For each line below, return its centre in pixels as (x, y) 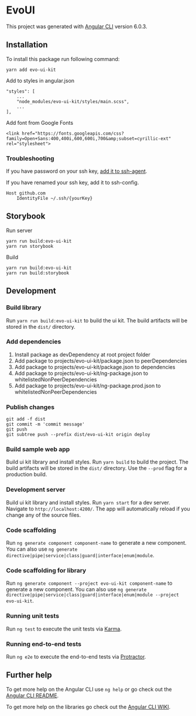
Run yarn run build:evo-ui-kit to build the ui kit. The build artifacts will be (97, 321)
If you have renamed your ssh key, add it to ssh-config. (73, 183)
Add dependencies (34, 342)
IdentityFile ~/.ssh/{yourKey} (55, 199)
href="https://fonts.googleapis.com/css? (73, 133)
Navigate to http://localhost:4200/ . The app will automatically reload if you (98, 509)
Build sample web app (38, 449)
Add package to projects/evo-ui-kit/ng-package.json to (81, 373)
